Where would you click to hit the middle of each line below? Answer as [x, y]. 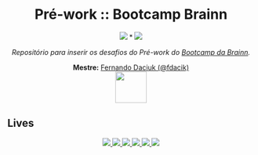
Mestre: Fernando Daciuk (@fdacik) [131, 67]
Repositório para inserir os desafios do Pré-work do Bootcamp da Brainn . [131, 52]
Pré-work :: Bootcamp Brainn [131, 14]
